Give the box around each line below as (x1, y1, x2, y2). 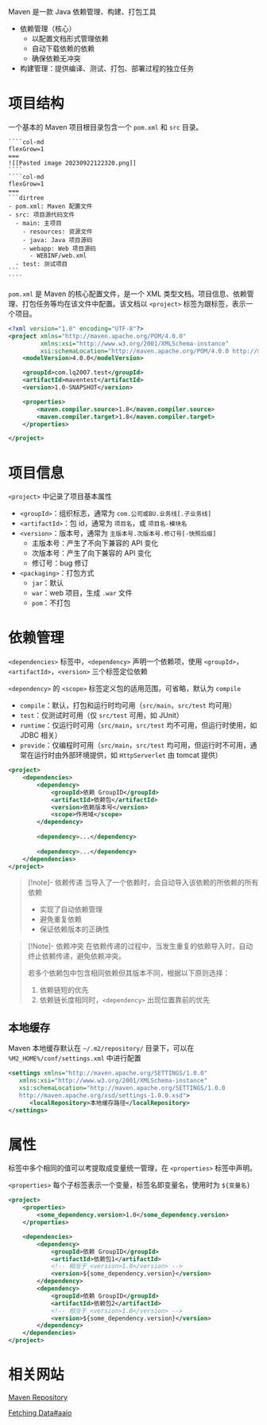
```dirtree (8, 193, 44, 201)
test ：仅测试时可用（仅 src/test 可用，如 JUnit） (19, 711, 184, 720)
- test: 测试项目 (15, 260, 68, 268)
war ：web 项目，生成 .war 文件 (31, 588, 133, 598)
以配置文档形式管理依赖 (31, 34, 109, 43)
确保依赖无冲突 (31, 54, 81, 63)
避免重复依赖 (39, 915, 82, 924)
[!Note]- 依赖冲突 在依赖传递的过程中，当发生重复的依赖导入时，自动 (27, 942, 253, 951)
